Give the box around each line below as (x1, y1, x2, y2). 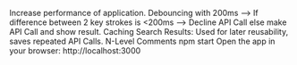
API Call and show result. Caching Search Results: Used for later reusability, (9, 27, 289, 37)
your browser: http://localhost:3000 (9, 45, 141, 56)
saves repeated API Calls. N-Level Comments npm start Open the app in (9, 36, 276, 46)
